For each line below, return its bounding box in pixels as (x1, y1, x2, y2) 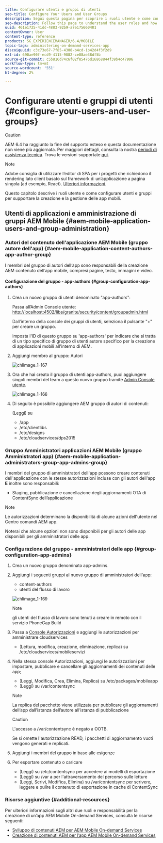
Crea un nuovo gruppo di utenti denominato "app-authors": (12, 294, 131, 300)
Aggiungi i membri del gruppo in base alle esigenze (12, 750, 115, 756)
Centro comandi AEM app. (5, 519, 58, 524)
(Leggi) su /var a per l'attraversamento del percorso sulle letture (19, 774, 147, 780)
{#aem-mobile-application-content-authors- (44, 245, 153, 252)
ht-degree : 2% (5, 70, 34, 75)
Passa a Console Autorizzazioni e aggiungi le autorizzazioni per (12, 629, 139, 635)
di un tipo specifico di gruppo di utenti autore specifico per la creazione (12, 338, 155, 344)
